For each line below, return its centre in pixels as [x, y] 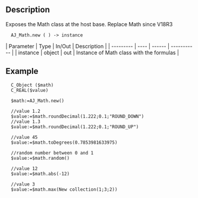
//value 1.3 [26, 122]
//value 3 [23, 184]
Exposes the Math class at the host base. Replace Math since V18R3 [89, 24]
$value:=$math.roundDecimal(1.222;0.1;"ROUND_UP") [75, 127]
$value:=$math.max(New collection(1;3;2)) [64, 189]
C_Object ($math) [32, 85]
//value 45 [24, 137]
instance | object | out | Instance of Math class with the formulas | [99, 52]
